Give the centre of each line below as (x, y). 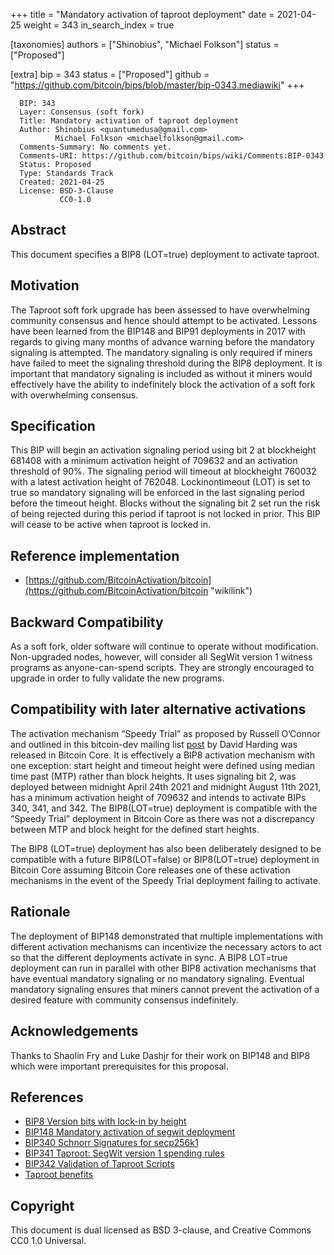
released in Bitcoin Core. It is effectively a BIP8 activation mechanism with (162, 755)
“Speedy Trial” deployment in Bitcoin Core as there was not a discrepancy (163, 818)
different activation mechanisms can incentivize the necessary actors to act (166, 946)
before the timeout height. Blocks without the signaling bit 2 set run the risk (165, 503)
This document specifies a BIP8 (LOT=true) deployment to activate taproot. (165, 254)
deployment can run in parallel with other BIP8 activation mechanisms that (163, 968)
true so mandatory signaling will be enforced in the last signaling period (157, 493)
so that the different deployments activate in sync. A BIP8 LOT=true (149, 957)
